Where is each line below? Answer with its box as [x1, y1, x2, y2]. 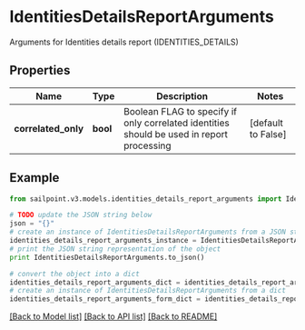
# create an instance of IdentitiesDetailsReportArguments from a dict [9, 286, 286, 295]
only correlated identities [123, 116, 230, 129]
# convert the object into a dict [9, 269, 141, 278]
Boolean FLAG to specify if [123, 105, 238, 117]
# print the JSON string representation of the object [9, 244, 221, 254]
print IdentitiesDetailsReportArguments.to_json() [9, 253, 205, 262]
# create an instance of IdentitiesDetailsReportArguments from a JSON [9, 227, 286, 237]
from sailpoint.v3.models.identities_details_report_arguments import [9, 194, 282, 204]
